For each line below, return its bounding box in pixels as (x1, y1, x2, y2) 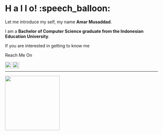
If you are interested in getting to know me (5, 43, 90, 48)
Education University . (5, 33, 50, 39)
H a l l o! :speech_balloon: (5, 3, 111, 14)
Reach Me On (5, 52, 33, 58)
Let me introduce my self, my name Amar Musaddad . (5, 19, 112, 25)
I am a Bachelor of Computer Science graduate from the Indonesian (5, 28, 144, 34)
